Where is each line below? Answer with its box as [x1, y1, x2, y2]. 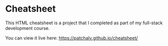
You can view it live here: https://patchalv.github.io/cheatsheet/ [5, 35, 138, 41]
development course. [5, 25, 50, 31]
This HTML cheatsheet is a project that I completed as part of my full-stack [5, 20, 163, 26]
